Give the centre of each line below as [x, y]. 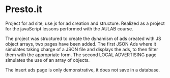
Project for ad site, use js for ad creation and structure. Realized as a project [85, 23]
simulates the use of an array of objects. [48, 60]
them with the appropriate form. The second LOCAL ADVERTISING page [81, 55]
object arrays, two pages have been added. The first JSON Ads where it [81, 44]
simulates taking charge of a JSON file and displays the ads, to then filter [82, 49]
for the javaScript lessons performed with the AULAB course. [69, 28]
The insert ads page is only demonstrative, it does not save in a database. [83, 70]
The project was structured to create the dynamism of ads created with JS [83, 38]
